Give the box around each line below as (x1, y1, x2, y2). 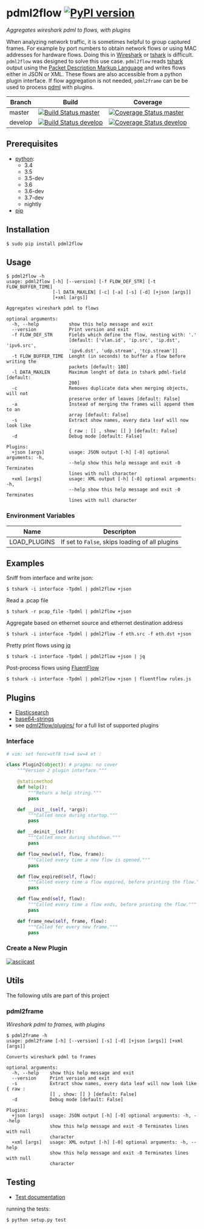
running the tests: (6, 1205, 50, 1213)
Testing (6, 1177, 36, 1188)
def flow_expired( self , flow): (17, 874, 97, 880)
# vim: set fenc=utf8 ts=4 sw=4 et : (6, 750, 102, 757)
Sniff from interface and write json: (6, 574, 93, 582)
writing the (6, 358, 36, 365)
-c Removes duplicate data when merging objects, (12, 385, 189, 391)
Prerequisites (6, 139, 58, 149)
